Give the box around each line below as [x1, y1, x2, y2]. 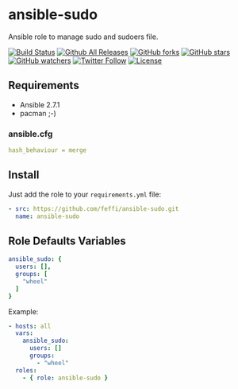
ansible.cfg [8, 128, 53, 139]
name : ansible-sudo [15, 212, 80, 220]
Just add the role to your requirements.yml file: [8, 189, 161, 199]
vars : [15, 329, 34, 337]
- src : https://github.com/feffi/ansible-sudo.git [8, 204, 179, 212]
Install [8, 169, 40, 182]
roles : [15, 366, 37, 375]
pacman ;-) [19, 108, 57, 118]
